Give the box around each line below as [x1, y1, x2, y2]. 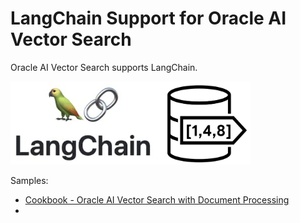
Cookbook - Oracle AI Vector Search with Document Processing [24, 194, 290, 206]
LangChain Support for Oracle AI [10, 7, 287, 30]
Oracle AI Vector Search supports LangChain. [10, 61, 198, 73]
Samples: [10, 175, 49, 187]
